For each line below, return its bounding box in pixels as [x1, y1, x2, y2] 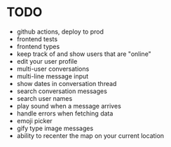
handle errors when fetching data [16, 109, 114, 118]
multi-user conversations [16, 64, 90, 73]
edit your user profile [16, 57, 78, 65]
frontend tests [16, 34, 57, 43]
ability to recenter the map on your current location [16, 131, 165, 140]
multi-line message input [16, 71, 89, 80]
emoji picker [16, 116, 53, 125]
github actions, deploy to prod [16, 27, 104, 36]
